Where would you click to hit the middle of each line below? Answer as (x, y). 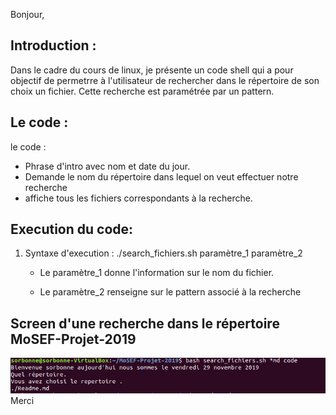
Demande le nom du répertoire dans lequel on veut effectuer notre (161, 176)
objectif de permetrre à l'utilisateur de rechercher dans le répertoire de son (165, 80)
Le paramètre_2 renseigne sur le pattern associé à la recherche (170, 292)
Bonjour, (27, 14)
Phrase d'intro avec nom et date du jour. (107, 166)
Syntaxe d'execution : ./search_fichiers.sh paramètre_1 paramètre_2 (163, 253)
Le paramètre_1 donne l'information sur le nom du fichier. (157, 273)
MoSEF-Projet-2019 (73, 339)
